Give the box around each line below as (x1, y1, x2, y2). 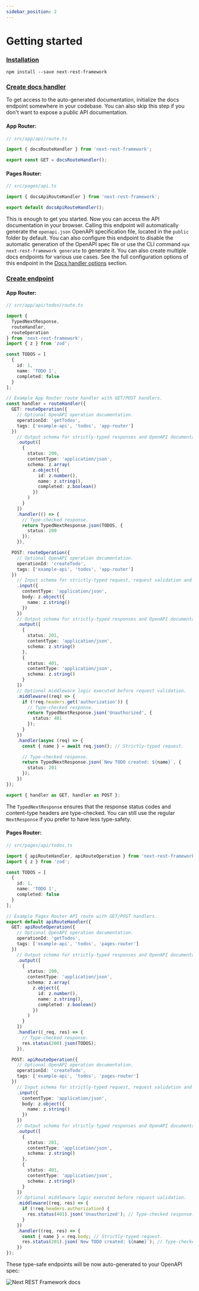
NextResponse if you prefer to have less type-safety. (6, 815, 131, 823)
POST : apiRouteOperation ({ (11, 1056, 78, 1063)
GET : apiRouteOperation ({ (11, 924, 76, 930)
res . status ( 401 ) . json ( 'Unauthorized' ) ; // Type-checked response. (27, 1211, 195, 1217)
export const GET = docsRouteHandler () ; (6, 157, 108, 163)
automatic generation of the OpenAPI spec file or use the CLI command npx (6, 241, 190, 248)
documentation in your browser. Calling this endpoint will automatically (6, 222, 179, 229)
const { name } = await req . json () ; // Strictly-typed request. (21, 743, 184, 749)
